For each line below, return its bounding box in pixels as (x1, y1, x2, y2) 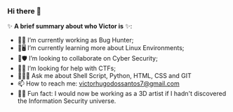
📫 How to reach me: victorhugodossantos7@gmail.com (17, 79, 180, 88)
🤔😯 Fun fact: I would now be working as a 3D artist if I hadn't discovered (17, 90, 227, 98)
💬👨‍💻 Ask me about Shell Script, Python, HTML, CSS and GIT (17, 72, 192, 80)
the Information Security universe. (17, 97, 116, 105)
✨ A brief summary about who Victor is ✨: (7, 22, 133, 31)
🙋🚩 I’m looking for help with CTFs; (17, 64, 116, 72)
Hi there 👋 (7, 6, 42, 16)
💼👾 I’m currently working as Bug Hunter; (17, 36, 134, 45)
